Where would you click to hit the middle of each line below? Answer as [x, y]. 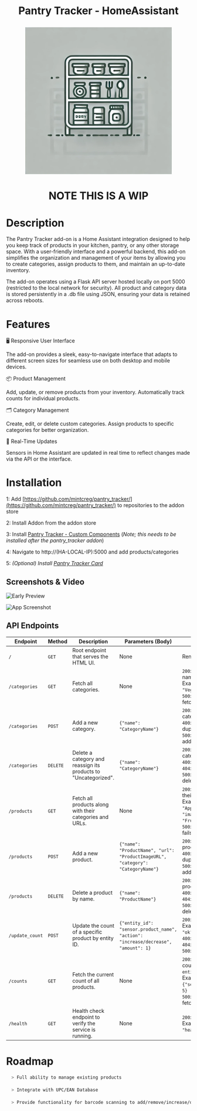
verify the [84, 1023]
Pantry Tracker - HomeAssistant [98, 11]
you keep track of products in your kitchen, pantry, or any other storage [93, 246]
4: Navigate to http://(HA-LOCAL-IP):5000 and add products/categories [92, 552]
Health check [88, 1011]
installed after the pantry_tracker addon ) [55, 541]
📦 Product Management [36, 379]
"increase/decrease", [146, 942]
